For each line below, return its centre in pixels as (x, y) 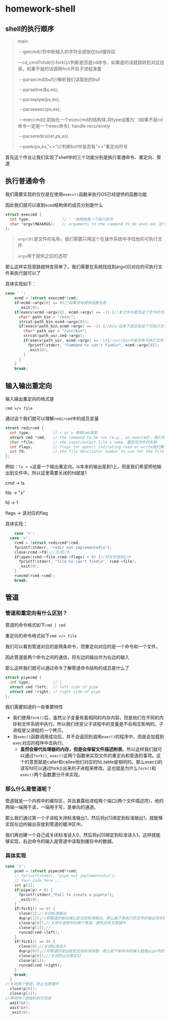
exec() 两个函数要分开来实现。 (51, 774)
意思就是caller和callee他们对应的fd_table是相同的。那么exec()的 (96, 761)
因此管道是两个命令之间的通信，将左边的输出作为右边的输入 (67, 657)
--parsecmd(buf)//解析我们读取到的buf (59, 79)
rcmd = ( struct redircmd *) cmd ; (47, 543)
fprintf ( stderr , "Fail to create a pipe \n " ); (66, 895)
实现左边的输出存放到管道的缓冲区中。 (45, 824)
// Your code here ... (38, 881)
